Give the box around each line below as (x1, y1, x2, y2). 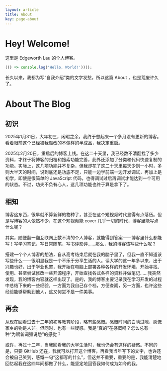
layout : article (5, 7, 39, 12)
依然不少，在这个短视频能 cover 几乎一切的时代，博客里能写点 (31, 218, 159, 224)
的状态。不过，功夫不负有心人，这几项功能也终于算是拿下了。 (5, 182, 132, 187)
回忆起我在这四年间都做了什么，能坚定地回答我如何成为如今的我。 (5, 360, 140, 366)
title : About (5, 12, 32, 17)
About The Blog (5, 98, 71, 110)
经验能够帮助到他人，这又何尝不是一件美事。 (5, 289, 97, 294)
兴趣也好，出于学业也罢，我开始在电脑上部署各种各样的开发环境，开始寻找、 (5, 264, 162, 270)
